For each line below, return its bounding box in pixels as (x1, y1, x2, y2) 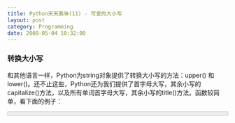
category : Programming (7, 23, 73, 30)
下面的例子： (25, 97, 63, 105)
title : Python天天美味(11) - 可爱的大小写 (7, 10, 122, 17)
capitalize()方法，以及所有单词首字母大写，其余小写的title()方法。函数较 (7, 88, 214, 97)
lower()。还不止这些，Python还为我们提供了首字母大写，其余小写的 (7, 79, 201, 88)
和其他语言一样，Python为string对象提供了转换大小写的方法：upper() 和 (7, 71, 215, 79)
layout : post (7, 17, 45, 24)
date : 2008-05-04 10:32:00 (7, 29, 86, 37)
